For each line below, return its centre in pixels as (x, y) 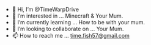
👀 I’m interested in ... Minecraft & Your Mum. (68, 16)
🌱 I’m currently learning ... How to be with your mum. (79, 22)
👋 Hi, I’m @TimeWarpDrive (46, 9)
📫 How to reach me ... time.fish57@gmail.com (71, 36)
